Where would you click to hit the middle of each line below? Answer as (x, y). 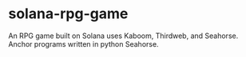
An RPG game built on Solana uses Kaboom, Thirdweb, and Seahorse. (123, 36)
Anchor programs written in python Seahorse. (83, 44)
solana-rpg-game (68, 14)
